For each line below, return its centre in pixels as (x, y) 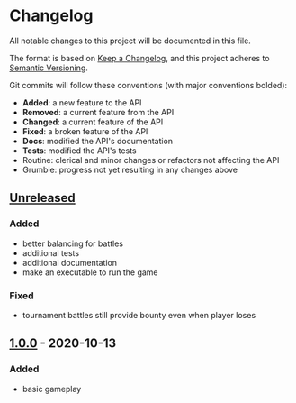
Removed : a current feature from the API (98, 112)
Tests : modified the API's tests (79, 151)
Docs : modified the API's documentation (98, 141)
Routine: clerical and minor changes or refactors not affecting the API (151, 160)
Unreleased (43, 198)
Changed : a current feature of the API (93, 122)
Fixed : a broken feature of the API (85, 131)
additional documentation (70, 262)
